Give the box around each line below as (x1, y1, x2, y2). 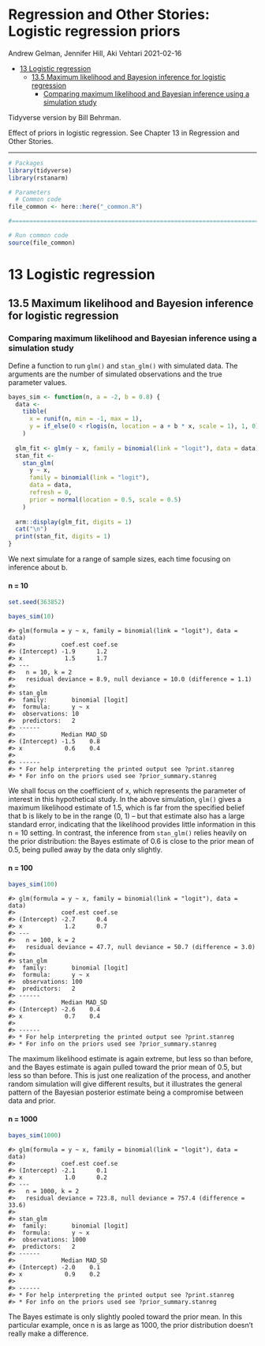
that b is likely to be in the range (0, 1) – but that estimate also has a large (8, 811, 245, 821)
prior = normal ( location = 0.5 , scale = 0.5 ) (28, 496, 181, 504)
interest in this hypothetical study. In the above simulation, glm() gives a (8, 795, 242, 804)
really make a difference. (8, 1329, 89, 1338)
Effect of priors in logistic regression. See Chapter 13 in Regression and (8, 128, 240, 138)
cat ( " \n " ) (15, 525, 47, 533)
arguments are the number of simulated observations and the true (8, 369, 222, 379)
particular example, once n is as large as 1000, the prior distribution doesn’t (8, 1321, 254, 1330)
